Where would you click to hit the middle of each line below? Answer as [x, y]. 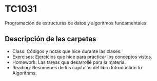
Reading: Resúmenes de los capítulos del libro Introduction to [77, 67]
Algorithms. [24, 73]
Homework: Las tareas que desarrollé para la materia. [69, 62]
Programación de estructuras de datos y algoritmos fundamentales [76, 23]
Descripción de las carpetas [51, 39]
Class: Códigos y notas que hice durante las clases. [67, 51]
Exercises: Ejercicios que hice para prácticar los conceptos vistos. [82, 57]
